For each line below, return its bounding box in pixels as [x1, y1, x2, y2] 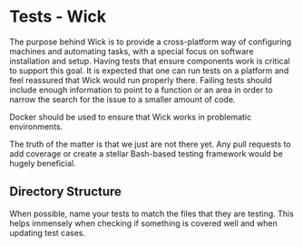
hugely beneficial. [9, 157, 76, 168]
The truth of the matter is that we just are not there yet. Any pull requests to [9, 138, 292, 149]
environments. [9, 120, 64, 132]
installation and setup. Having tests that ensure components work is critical [9, 55, 290, 66]
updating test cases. [9, 227, 86, 238]
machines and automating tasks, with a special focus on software [9, 45, 254, 56]
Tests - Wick [9, 6, 107, 27]
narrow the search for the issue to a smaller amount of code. [9, 93, 236, 105]
